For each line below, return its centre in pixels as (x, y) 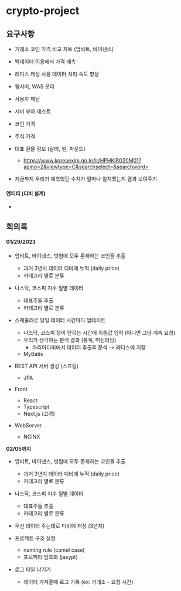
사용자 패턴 (27, 99)
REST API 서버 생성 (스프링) (47, 366)
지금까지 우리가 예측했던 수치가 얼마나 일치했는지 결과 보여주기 (86, 179)
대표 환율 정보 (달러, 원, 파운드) (50, 149)
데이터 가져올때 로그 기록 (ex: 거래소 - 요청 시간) (78, 582)
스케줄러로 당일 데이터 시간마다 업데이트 (60, 320)
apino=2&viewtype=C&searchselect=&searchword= (86, 167)
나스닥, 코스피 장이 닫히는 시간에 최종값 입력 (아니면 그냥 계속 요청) (99, 332)
